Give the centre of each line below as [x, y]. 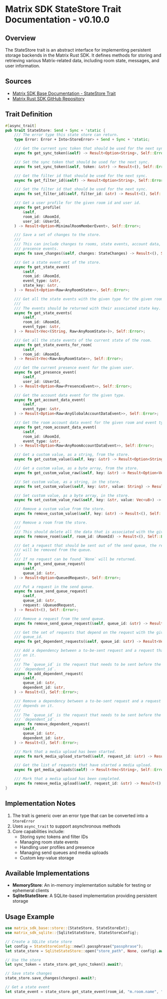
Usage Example [30, 917]
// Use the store [23, 960]
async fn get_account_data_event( [50, 400]
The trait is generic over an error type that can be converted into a [80, 815]
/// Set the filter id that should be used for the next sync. [81, 189]
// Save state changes [29, 974]
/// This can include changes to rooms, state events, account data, [88, 244]
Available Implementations [47, 873]
